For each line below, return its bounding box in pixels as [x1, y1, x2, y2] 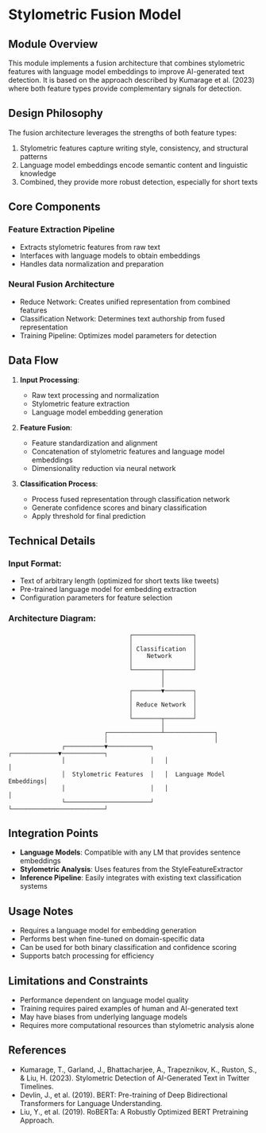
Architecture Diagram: [8, 613, 97, 624]
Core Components [8, 201, 101, 214]
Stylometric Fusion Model [8, 6, 182, 24]
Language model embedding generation [31, 407, 164, 417]
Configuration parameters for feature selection [19, 593, 173, 602]
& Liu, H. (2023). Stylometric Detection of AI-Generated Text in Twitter [19, 1073, 250, 1083]
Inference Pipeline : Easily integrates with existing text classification [19, 873, 242, 882]
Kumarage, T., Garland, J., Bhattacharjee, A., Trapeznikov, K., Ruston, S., [19, 1065, 257, 1074]
